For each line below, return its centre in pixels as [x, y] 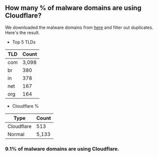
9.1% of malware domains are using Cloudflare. [62, 149]
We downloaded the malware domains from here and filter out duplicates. [79, 27]
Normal [16, 134]
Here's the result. [23, 32]
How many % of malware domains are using [73, 8]
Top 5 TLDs [24, 42]
